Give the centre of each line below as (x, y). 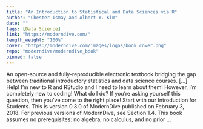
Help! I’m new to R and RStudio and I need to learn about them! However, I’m (101, 87)
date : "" (17, 23)
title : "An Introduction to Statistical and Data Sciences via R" (92, 12)
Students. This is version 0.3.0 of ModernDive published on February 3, (95, 106)
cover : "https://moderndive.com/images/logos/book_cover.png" (86, 46)
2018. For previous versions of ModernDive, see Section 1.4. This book (95, 113)
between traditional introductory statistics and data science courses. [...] (97, 81)
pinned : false (24, 57)
